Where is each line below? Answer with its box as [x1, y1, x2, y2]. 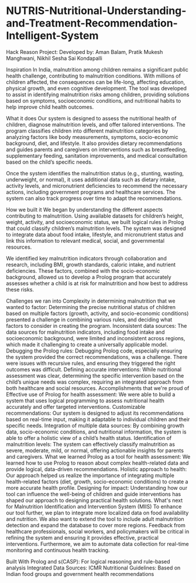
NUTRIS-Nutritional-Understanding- [6, 4, 187, 18]
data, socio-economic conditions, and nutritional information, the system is [6, 428, 187, 435]
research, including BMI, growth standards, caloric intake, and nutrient [6, 261, 176, 268]
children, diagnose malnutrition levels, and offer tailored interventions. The [6, 121, 185, 128]
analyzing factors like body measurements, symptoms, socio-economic [6, 133, 178, 140]
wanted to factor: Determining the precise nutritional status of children [6, 303, 176, 310]
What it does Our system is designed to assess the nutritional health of [6, 114, 177, 121]
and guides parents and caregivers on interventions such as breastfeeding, [6, 145, 187, 153]
